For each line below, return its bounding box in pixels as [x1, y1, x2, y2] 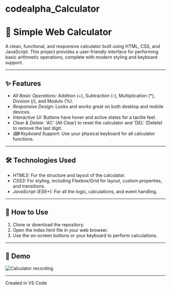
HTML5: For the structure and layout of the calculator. [12, 172, 126, 178]
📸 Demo [5, 252, 31, 260]
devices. [12, 109, 31, 115]
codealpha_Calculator [5, 3, 100, 15]
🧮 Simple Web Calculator [5, 27, 112, 38]
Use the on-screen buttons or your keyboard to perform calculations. [12, 232, 158, 239]
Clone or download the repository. [12, 221, 85, 227]
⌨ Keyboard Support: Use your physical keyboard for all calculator [12, 130, 155, 137]
